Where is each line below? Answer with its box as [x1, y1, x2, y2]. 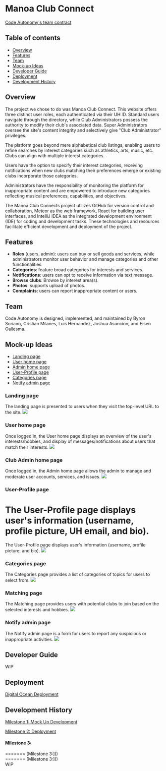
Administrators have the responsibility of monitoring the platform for [5, 182, 144, 188]
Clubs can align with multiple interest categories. [5, 152, 105, 159]
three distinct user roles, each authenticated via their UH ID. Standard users [5, 111, 160, 117]
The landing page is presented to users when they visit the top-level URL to [5, 404, 160, 410]
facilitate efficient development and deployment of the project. [5, 224, 133, 230]
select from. [5, 577, 30, 583]
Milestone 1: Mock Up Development [5, 719, 78, 725]
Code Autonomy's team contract [5, 19, 72, 25]
